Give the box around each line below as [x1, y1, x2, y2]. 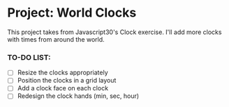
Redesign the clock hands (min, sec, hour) [17, 92, 140, 100]
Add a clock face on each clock [17, 84, 109, 92]
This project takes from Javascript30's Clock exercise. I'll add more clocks [7, 28, 222, 36]
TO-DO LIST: [7, 52, 51, 62]
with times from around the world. [7, 35, 105, 43]
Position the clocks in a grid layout [17, 76, 117, 85]
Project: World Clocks [7, 5, 137, 21]
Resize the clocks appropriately [17, 68, 108, 77]
